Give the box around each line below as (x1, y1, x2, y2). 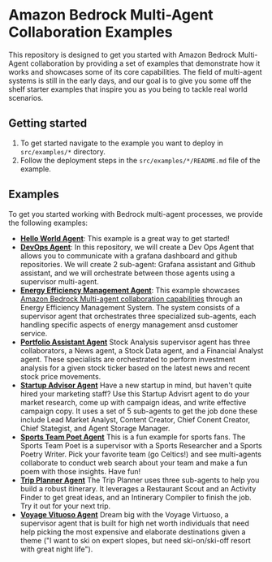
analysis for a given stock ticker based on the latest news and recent (19, 363, 250, 373)
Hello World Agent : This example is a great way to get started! (19, 233, 230, 243)
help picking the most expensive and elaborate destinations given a (19, 526, 246, 537)
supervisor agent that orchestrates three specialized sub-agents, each (19, 311, 257, 321)
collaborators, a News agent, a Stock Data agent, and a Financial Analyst (19, 345, 264, 355)
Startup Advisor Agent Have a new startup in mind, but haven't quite (19, 380, 252, 390)
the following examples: (8, 218, 88, 227)
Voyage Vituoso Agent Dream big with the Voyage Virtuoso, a (19, 509, 229, 519)
